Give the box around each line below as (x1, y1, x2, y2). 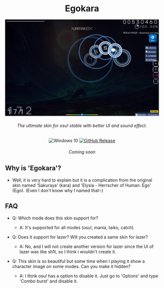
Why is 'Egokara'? (5, 164, 61, 172)
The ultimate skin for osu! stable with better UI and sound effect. (17, 122, 147, 128)
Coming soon (68, 149, 96, 155)
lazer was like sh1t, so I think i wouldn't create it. (19, 248, 116, 255)
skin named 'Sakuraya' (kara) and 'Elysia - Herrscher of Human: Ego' (12, 182, 151, 188)
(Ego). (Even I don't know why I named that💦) (12, 187, 103, 193)
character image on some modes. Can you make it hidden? (12, 263, 131, 269)
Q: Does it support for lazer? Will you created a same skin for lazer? (12, 234, 148, 240)
